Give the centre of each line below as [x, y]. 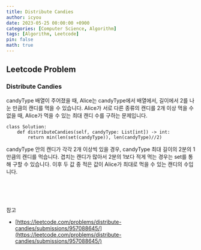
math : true [20, 46]
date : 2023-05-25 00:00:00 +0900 [48, 23]
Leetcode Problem [41, 70]
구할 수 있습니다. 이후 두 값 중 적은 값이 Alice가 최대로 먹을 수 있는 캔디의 [97, 164]
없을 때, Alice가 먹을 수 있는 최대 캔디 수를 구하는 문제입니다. [77, 115]
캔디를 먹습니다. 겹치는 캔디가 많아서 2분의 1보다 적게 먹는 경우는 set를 [104, 156]
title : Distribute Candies [40, 12]
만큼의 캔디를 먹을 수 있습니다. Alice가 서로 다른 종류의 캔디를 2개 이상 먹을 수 [103, 108]
